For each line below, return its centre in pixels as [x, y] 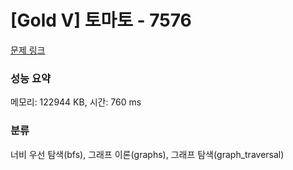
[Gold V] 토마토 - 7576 [101, 20]
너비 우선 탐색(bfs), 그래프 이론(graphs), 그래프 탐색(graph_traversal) [147, 154]
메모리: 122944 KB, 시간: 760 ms [76, 102]
